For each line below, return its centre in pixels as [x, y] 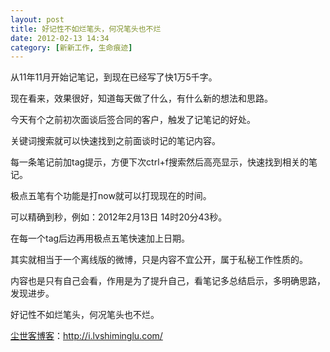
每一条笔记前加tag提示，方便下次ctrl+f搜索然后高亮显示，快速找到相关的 [159, 162]
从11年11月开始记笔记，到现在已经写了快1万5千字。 [114, 77]
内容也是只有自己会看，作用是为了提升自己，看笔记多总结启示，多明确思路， [168, 281]
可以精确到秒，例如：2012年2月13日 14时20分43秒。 [119, 217]
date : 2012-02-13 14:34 [60, 38]
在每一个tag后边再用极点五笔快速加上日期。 [100, 238]
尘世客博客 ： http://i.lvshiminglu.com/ [86, 336]
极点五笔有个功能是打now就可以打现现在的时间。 [111, 196]
